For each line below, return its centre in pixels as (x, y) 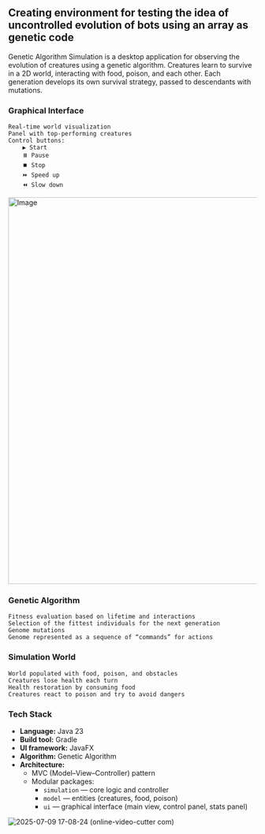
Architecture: (42, 765)
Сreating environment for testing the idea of (119, 13)
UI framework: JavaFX (57, 748)
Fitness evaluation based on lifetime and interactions (102, 617)
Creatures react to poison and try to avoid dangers (97, 694)
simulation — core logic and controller (106, 790)
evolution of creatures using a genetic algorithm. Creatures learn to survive (130, 65)
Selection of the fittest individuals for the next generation (114, 624)
